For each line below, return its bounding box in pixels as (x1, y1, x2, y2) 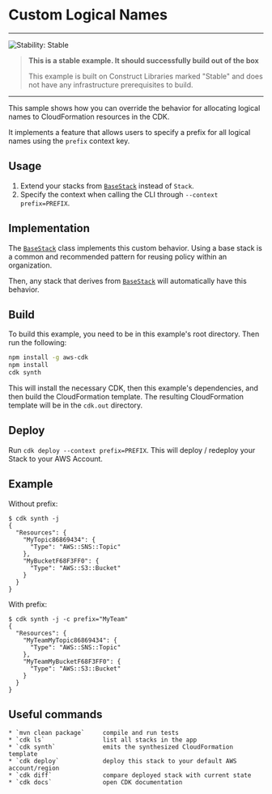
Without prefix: (8, 499, 58, 509)
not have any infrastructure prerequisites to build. (28, 79, 193, 90)
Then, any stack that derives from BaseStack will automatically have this (8, 276, 247, 285)
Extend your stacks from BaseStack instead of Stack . (19, 180, 194, 191)
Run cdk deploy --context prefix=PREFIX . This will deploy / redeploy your (8, 445, 256, 454)
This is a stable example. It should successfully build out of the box (28, 55, 259, 65)
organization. (8, 260, 53, 270)
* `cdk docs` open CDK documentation (8, 779, 183, 787)
